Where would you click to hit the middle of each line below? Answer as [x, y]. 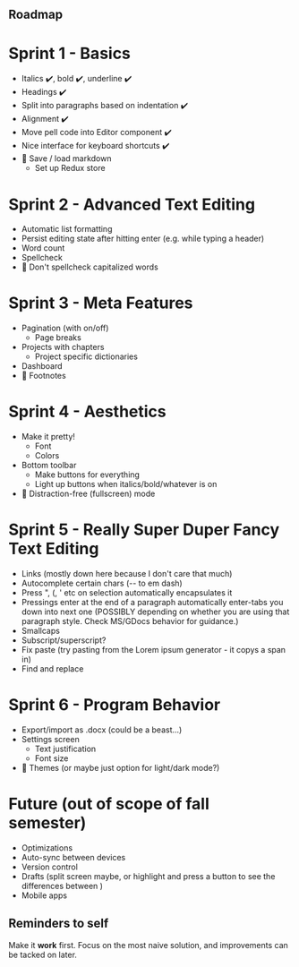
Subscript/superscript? [64, 640]
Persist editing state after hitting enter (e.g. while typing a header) [143, 239]
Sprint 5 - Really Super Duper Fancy [144, 530]
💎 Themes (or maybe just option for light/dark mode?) [120, 768]
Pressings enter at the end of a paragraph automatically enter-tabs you [152, 603]
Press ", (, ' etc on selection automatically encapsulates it [127, 593]
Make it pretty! [48, 437]
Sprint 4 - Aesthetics [87, 412]
